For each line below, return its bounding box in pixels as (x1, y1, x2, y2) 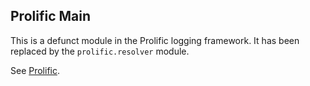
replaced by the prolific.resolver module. (10, 45, 190, 57)
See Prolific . (10, 64, 61, 76)
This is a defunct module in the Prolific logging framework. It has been (10, 34, 300, 46)
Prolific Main (10, 8, 91, 25)
